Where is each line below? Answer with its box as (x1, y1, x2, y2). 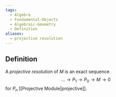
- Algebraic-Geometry (10, 21, 56, 27)
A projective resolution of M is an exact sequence (5, 68, 110, 75)
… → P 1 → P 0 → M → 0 (61, 76, 111, 84)
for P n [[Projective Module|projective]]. (5, 85, 87, 93)
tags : (5, 7, 17, 13)
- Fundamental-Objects (10, 17, 58, 22)
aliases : (5, 31, 24, 36)
